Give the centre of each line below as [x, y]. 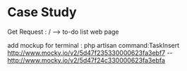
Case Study [42, 12]
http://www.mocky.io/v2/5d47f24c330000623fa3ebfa [86, 60]
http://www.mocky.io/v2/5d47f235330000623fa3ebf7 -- [90, 53]
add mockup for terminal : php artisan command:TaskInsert [93, 45]
